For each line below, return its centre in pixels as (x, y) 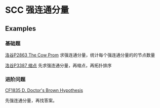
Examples (20, 28)
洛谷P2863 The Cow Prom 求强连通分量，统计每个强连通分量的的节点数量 (80, 55)
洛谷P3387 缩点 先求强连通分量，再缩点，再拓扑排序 (59, 65)
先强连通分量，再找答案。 (31, 101)
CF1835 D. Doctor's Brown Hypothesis (44, 90)
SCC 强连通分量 (37, 10)
